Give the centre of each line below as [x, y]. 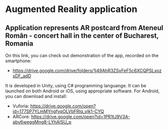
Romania [19, 43]
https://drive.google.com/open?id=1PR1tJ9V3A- [80, 117]
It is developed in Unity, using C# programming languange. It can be [76, 86]
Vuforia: [21, 106]
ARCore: [21, 117]
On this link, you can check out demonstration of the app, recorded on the [82, 55]
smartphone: [18, 61]
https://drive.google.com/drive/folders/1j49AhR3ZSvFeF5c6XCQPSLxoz [87, 71]
